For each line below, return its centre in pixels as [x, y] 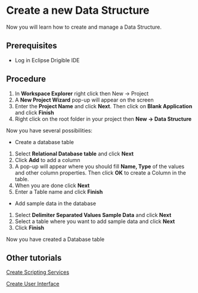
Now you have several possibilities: [49, 130]
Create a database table [44, 142]
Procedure [26, 79]
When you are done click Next [52, 185]
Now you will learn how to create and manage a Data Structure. [84, 27]
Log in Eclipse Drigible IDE [47, 60]
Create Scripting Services [38, 272]
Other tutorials [34, 258]
